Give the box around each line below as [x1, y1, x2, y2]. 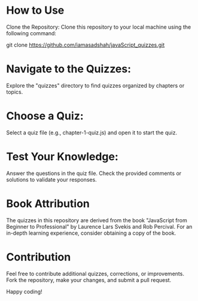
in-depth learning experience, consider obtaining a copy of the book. [6, 229, 176, 236]
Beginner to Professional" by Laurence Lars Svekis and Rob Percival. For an [6, 223, 193, 230]
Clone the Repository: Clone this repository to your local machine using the [6, 23, 191, 30]
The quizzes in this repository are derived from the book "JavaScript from [6, 216, 187, 224]
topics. [6, 88, 23, 96]
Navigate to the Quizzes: [6, 62, 132, 76]
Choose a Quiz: [6, 109, 84, 123]
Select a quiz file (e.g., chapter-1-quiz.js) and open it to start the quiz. [6, 129, 178, 136]
